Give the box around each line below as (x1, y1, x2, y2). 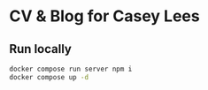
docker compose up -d (9, 72, 89, 81)
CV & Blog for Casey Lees (9, 6, 201, 26)
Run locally (9, 41, 73, 56)
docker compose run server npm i (9, 64, 133, 73)
